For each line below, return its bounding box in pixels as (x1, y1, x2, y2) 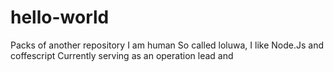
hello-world (10, 6, 110, 29)
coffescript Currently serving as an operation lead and (10, 49, 234, 61)
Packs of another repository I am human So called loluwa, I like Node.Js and (10, 39, 324, 51)
